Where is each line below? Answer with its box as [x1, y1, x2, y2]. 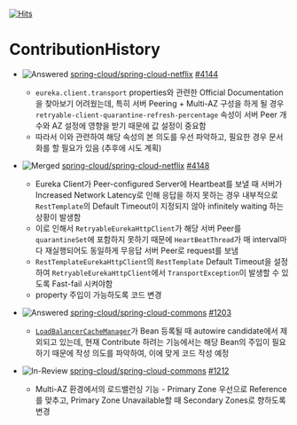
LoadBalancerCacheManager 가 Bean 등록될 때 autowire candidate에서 [35, 325, 278, 336]
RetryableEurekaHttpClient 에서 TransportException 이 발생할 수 [51, 267, 280, 278]
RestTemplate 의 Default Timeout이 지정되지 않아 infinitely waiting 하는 [35, 201, 284, 211]
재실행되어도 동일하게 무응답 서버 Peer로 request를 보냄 [44, 245, 239, 256]
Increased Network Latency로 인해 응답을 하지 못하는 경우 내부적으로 [35, 189, 278, 200]
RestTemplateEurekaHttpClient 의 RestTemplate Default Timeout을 [35, 256, 272, 266]
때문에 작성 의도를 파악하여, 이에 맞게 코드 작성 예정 [51, 347, 230, 358]
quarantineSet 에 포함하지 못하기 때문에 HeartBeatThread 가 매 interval [35, 233, 280, 244]
